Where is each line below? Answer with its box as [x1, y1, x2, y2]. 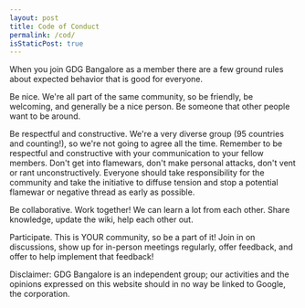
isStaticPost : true [9, 38, 84, 48]
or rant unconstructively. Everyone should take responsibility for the [9, 167, 265, 178]
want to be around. [9, 111, 81, 122]
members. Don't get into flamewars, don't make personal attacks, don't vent [9, 157, 297, 169]
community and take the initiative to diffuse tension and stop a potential [9, 177, 279, 188]
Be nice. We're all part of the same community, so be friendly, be [9, 91, 254, 102]
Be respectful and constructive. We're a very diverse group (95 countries [9, 129, 285, 140]
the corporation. [9, 289, 70, 300]
